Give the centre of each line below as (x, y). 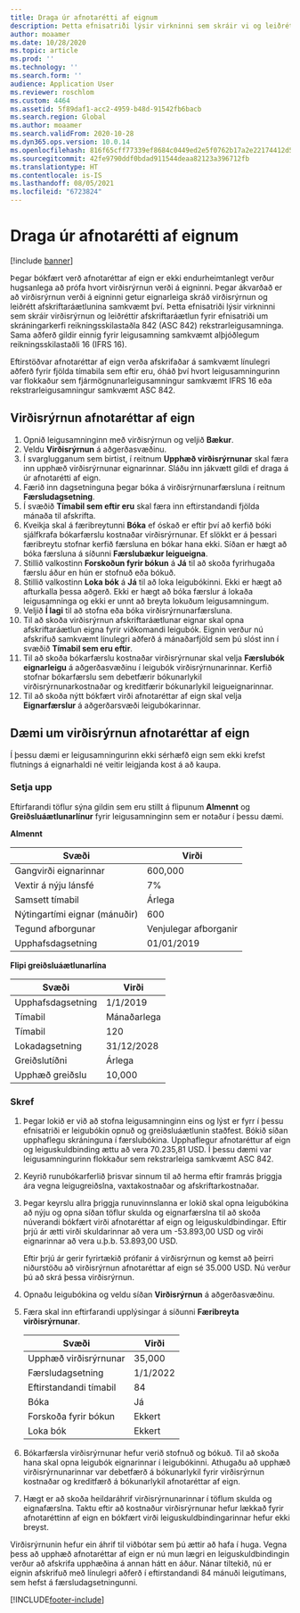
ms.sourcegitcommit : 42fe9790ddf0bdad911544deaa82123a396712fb (130, 158)
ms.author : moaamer (46, 126)
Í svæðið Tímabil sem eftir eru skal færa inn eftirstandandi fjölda (141, 506)
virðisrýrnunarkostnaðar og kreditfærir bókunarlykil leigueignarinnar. (148, 686)
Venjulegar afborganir (192, 928)
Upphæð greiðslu (51, 1075)
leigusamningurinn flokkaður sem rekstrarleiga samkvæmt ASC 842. (148, 1159)
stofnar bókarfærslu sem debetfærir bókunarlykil (113, 677)
